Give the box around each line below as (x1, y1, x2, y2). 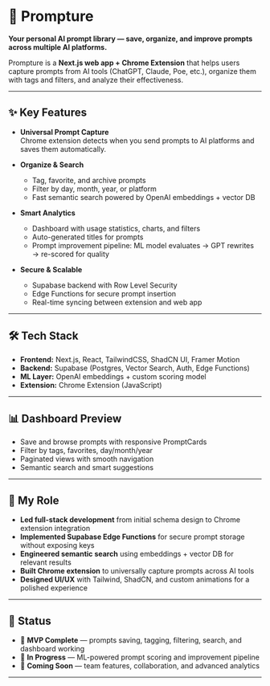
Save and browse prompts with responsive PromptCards (19, 437, 207, 447)
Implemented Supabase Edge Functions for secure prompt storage (19, 532, 245, 541)
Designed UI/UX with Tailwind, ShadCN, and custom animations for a (19, 574, 250, 585)
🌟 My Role (8, 493, 59, 507)
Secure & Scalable (19, 264, 83, 274)
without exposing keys (19, 541, 95, 550)
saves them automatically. (19, 144, 107, 153)
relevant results (19, 557, 72, 567)
